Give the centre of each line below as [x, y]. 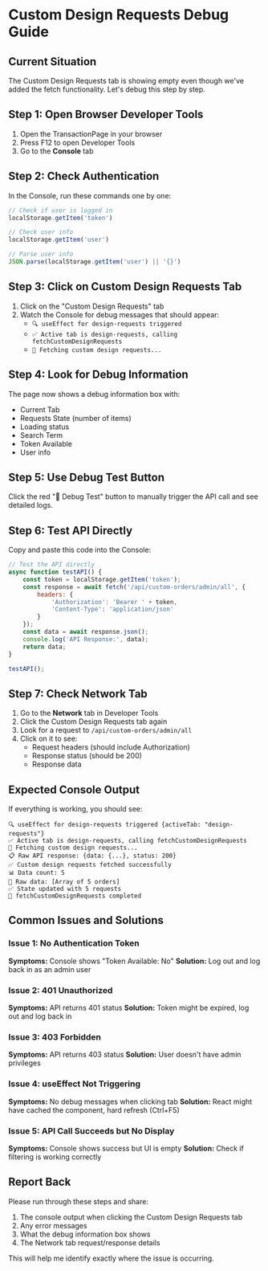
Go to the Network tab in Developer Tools [89, 713]
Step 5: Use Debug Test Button [87, 477]
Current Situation [53, 61]
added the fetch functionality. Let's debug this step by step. [107, 89]
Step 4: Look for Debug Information [98, 375]
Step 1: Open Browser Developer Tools [106, 114]
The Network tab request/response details [90, 1242]
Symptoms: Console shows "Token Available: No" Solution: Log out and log [134, 961]
